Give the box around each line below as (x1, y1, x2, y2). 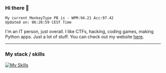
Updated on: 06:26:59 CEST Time (5, 20, 72, 25)
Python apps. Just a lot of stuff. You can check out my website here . (5, 34, 144, 40)
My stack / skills (5, 51, 45, 58)
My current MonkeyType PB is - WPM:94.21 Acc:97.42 (5, 16, 114, 21)
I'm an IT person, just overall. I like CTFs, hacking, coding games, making (5, 29, 154, 35)
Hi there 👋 (5, 4, 30, 11)
